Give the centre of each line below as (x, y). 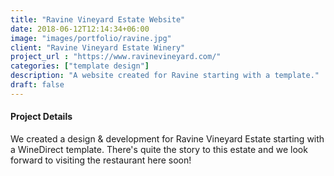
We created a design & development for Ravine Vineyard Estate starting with (167, 138)
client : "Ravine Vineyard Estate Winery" (98, 47)
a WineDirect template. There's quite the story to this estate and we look (159, 149)
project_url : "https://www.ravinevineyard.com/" (116, 57)
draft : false (37, 85)
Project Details (41, 117)
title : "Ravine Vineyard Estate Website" (98, 19)
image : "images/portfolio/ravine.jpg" (91, 38)
